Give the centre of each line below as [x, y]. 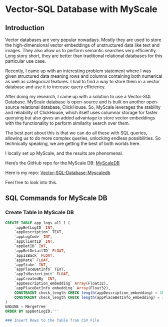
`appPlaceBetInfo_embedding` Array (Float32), [62, 288]
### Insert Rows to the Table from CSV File [52, 320]
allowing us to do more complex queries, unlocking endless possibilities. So [83, 138]
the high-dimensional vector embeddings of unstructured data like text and [82, 45]
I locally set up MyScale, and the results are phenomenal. [64, 153]
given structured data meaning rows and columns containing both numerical [84, 76]
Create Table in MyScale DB [39, 213]
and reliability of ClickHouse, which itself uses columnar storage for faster [81, 112]
